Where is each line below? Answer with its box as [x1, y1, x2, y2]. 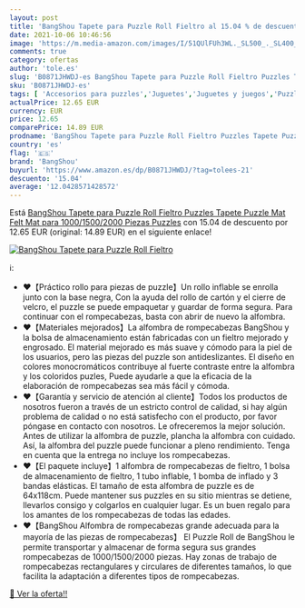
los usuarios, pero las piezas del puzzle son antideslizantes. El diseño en [22, 352, 295, 363]
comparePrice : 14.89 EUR [9, 124, 103, 133]
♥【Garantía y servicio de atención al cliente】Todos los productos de [22, 392, 288, 403]
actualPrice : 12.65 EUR [9, 97, 100, 107]
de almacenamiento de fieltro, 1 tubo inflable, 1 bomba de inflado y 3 [22, 471, 279, 482]
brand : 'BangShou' [9, 156, 79, 166]
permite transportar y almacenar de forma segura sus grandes [22, 542, 257, 553]
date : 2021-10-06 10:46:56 [9, 30, 112, 39]
